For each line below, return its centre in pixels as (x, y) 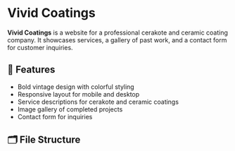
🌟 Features (31, 70)
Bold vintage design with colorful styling (76, 87)
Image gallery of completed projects (70, 109)
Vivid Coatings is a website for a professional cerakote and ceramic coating (118, 32)
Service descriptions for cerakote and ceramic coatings (98, 102)
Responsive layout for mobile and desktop (78, 94)
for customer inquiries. (40, 47)
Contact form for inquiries (55, 116)
